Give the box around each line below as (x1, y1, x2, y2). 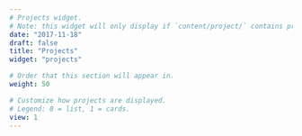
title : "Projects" (9, 47, 78, 56)
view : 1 (9, 113, 39, 122)
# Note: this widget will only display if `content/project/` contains (9, 22, 283, 31)
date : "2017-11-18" (9, 30, 83, 39)
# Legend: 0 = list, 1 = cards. (9, 104, 130, 113)
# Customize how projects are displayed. (9, 95, 167, 104)
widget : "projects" (9, 55, 83, 64)
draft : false (9, 38, 58, 48)
